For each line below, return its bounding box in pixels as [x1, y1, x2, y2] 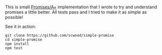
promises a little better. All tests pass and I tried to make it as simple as [5, 9, 147, 15]
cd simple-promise [5, 37, 42, 42]
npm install [5, 41, 29, 46]
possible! [5, 14, 23, 20]
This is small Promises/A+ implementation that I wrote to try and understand [5, 4, 157, 10]
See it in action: [5, 24, 36, 29]
